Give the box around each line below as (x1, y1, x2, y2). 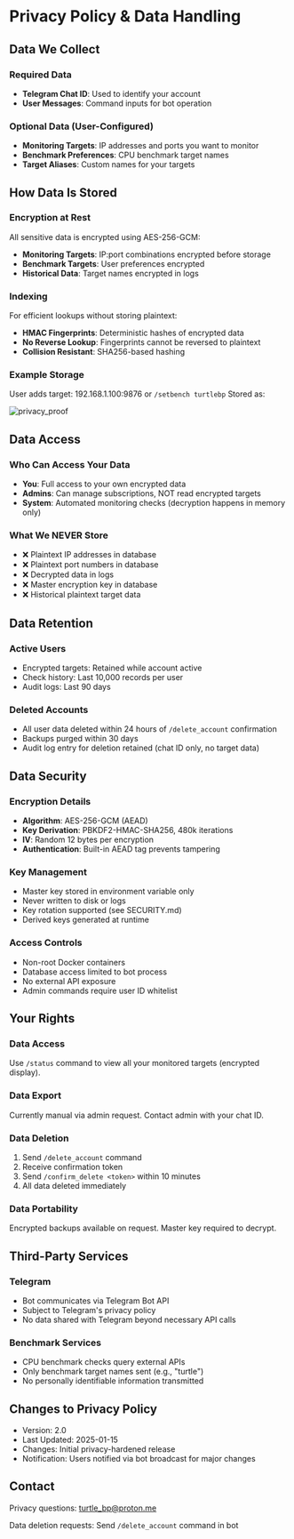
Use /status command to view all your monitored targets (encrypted (9, 1058, 260, 1069)
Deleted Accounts (9, 704, 89, 717)
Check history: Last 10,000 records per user (21, 672, 184, 683)
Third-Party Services (9, 1248, 129, 1263)
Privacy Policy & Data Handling (9, 6, 242, 27)
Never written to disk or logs (21, 895, 126, 906)
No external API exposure (21, 975, 116, 986)
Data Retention (9, 615, 93, 630)
